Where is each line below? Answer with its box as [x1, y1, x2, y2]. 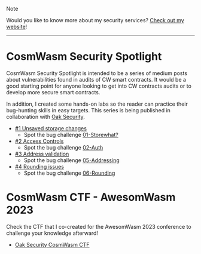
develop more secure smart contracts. [6, 88, 100, 95]
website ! [6, 23, 28, 30]
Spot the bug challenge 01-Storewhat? [23, 131, 118, 138]
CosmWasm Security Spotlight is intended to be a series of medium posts [6, 69, 187, 77]
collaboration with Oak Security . [6, 113, 85, 120]
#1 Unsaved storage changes [14, 124, 87, 132]
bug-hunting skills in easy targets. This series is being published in [6, 106, 170, 113]
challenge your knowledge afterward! [6, 229, 99, 237]
